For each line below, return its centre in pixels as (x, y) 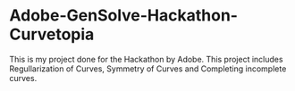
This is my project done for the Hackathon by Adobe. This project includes (146, 59)
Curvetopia (52, 34)
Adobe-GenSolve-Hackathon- (124, 16)
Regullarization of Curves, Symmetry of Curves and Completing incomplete (148, 69)
